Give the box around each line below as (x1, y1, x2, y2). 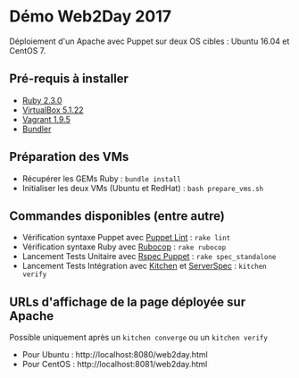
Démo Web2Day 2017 (9, 6, 172, 27)
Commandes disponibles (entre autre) (9, 208, 225, 223)
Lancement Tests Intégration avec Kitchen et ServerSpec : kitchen (21, 261, 267, 272)
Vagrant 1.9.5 (21, 113, 71, 124)
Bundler (21, 123, 52, 134)
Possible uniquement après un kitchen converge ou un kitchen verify (9, 332, 268, 343)
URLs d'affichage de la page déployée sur (9, 294, 246, 309)
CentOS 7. (9, 45, 46, 55)
